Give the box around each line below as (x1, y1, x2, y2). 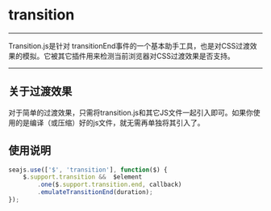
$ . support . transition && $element (23, 173, 143, 181)
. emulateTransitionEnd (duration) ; (37, 188, 153, 196)
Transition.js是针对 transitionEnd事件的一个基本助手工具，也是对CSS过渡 (8, 40, 250, 50)
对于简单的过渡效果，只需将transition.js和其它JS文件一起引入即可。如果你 (8, 108, 254, 117)
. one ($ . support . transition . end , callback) (37, 180, 182, 189)
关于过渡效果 (8, 85, 73, 99)
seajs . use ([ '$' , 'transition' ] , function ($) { (8, 166, 168, 174)
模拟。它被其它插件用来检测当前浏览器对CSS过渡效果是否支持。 (22, 51, 236, 61)
